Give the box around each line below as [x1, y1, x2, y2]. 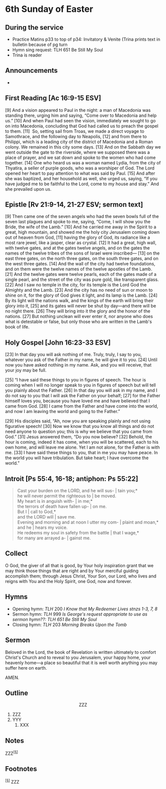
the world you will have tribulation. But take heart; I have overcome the [5, 455, 149, 461]
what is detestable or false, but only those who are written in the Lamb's [5, 318, 152, 325]
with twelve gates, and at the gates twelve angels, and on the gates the [5, 245, 150, 251]
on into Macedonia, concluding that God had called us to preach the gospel [5, 123, 159, 129]
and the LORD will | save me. [17, 514, 76, 520]
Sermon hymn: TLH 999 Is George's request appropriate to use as [12, 611, 148, 617]
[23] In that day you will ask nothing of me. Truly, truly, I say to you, [5, 352, 142, 358]
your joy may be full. [5, 368, 47, 373]
